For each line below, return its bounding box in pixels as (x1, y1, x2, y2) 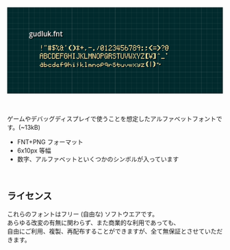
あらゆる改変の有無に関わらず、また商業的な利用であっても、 (7, 218, 180, 227)
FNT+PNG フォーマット (16, 137, 84, 146)
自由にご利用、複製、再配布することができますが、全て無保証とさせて (7, 227, 205, 235)
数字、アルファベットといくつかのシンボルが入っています (16, 155, 179, 163)
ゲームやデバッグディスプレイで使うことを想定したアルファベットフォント (7, 114, 217, 123)
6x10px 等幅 (16, 146, 51, 155)
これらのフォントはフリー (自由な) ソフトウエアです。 (7, 209, 159, 218)
